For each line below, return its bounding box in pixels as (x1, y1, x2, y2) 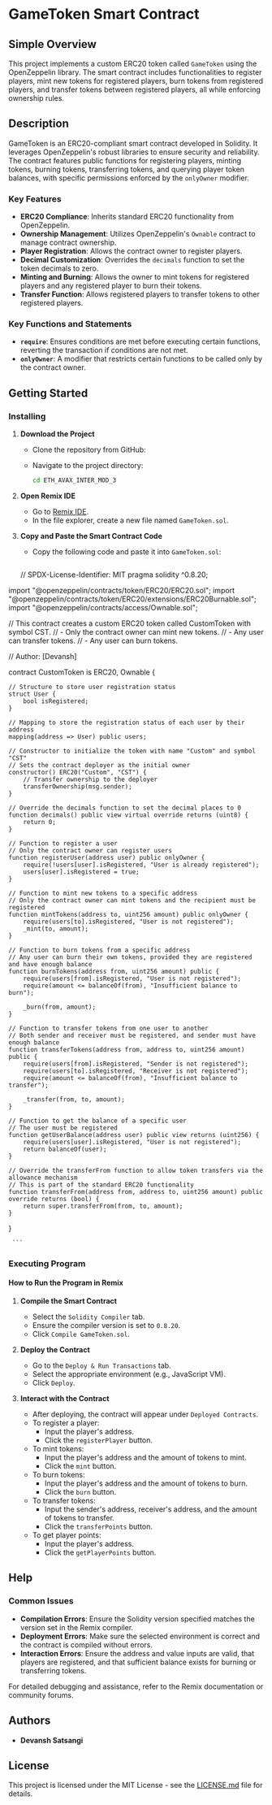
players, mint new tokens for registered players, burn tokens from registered (8, 76, 264, 85)
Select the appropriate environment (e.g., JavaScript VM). (32, 1369, 226, 1379)
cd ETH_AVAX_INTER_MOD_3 (32, 476, 117, 484)
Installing (8, 410, 46, 422)
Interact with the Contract (19, 1394, 110, 1404)
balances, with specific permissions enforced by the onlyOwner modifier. (8, 172, 249, 183)
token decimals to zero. (19, 263, 99, 273)
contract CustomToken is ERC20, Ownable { (8, 667, 156, 677)
